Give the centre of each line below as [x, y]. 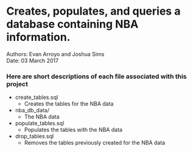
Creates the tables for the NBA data [69, 104]
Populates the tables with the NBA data [73, 130]
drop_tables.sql [34, 136]
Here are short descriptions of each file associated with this [96, 76]
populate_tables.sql [40, 123]
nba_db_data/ [32, 110]
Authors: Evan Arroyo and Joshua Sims [55, 54]
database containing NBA [72, 24]
